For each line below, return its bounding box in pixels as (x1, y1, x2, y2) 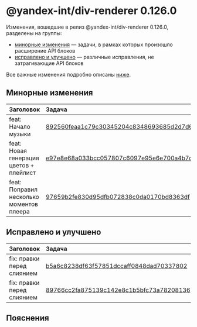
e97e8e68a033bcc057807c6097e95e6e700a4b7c (46, 154, 192, 162)
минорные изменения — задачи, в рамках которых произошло (14, 41, 173, 48)
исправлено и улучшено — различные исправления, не (14, 53, 154, 60)
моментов (9, 200, 38, 208)
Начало (9, 122, 30, 130)
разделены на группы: (6, 29, 63, 36)
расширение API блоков (14, 47, 76, 54)
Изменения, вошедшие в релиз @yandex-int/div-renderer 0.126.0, (6, 23, 169, 30)
